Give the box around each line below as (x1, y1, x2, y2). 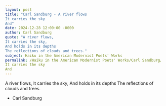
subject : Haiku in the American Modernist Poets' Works (5, 53, 123, 58)
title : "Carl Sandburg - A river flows (5, 12, 87, 17)
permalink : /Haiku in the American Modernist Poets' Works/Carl (5, 58, 140, 63)
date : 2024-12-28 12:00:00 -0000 (5, 26, 74, 31)
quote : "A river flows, (5, 35, 54, 40)
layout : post (5, 7, 32, 12)
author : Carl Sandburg (5, 30, 52, 35)
